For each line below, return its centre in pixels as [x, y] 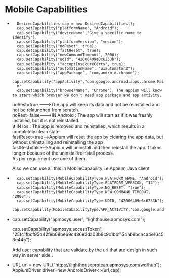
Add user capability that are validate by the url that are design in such [85, 250]
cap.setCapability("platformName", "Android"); [68, 28]
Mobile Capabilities [46, 9]
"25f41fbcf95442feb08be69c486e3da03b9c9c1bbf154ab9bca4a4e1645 [88, 234]
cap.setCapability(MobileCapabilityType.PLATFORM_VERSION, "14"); [88, 183]
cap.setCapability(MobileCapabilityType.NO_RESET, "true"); [81, 187]
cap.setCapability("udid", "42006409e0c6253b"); [69, 59]
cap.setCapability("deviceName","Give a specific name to [79, 33]
